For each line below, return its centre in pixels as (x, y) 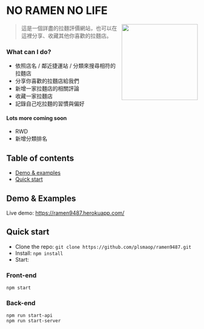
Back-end (21, 303)
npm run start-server (34, 321)
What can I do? (29, 52)
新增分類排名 (31, 139)
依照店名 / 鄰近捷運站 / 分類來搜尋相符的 (65, 66)
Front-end (22, 275)
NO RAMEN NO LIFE (57, 11)
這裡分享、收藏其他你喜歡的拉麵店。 (66, 36)
